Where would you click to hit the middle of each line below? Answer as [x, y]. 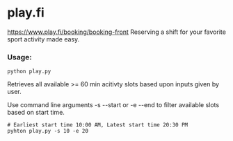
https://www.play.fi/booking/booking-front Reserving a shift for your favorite [116, 32]
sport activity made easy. [43, 39]
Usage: [20, 57]
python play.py [29, 72]
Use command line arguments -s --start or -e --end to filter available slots [113, 105]
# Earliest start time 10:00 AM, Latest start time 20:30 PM [98, 125]
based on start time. [36, 113]
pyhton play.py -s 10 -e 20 [48, 131]
